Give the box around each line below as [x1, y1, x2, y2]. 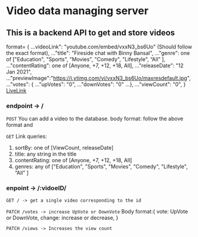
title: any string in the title [14, 150, 77, 157]
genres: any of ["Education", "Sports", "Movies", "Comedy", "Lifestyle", [14, 163, 188, 170]
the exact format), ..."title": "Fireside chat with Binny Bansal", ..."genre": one [6, 50, 190, 57]
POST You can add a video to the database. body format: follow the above [6, 115, 184, 122]
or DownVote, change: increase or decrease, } [6, 214, 119, 221]
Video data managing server [6, 4, 149, 18]
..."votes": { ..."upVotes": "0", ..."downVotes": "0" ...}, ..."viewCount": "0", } [6, 81, 186, 88]
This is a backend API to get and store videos [6, 28, 176, 38]
